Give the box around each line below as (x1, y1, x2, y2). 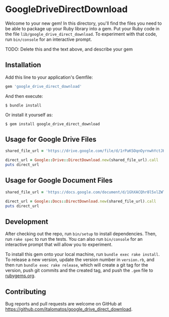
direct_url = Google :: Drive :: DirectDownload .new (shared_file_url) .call (5, 157, 158, 163)
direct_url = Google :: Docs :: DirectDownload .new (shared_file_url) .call (5, 198, 156, 204)
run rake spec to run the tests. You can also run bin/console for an (5, 236, 143, 242)
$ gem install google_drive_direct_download (5, 121, 100, 127)
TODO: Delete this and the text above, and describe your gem (5, 46, 133, 52)
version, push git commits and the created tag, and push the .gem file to (5, 268, 153, 274)
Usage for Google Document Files (5, 176, 113, 185)
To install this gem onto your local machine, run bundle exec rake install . (5, 251, 160, 257)
